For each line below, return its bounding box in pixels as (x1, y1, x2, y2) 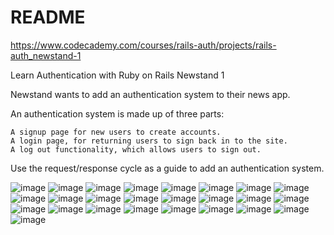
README (10, 6, 86, 29)
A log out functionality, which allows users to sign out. (10, 144, 262, 155)
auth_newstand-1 (10, 49, 82, 61)
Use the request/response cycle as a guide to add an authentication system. (10, 162, 325, 174)
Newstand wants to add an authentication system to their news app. (10, 88, 291, 100)
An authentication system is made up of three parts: (10, 107, 225, 120)
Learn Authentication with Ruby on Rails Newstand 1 (10, 69, 225, 81)
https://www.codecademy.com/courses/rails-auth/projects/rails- (10, 39, 277, 51)
